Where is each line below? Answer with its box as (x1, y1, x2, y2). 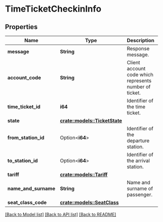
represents (127, 78, 152, 84)
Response (127, 45, 150, 52)
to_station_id (7, 158, 38, 164)
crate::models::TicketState (60, 117, 122, 124)
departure (127, 137, 149, 144)
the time (127, 103, 146, 110)
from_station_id (7, 134, 45, 141)
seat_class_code (7, 199, 47, 206)
